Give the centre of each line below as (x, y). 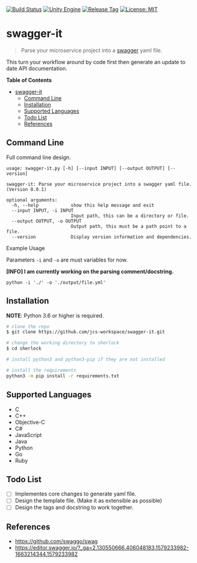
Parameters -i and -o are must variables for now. (67, 260)
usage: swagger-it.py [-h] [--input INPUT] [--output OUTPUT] (86, 168)
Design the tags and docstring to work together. (74, 508)
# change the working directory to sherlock (63, 343)
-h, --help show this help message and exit (83, 205)
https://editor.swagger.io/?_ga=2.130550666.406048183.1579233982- (102, 548)
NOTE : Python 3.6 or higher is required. (55, 315)
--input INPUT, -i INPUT (43, 210)
